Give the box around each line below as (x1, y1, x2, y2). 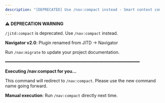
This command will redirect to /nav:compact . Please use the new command (5, 77, 156, 83)
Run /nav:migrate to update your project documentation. (5, 49, 120, 55)
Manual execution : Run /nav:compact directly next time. (5, 92, 118, 98)
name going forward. (5, 83, 48, 89)
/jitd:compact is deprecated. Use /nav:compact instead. (5, 30, 118, 36)
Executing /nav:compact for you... (5, 68, 77, 74)
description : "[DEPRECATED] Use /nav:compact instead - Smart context (5, 7, 153, 12)
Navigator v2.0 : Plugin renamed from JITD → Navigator (5, 40, 118, 46)
